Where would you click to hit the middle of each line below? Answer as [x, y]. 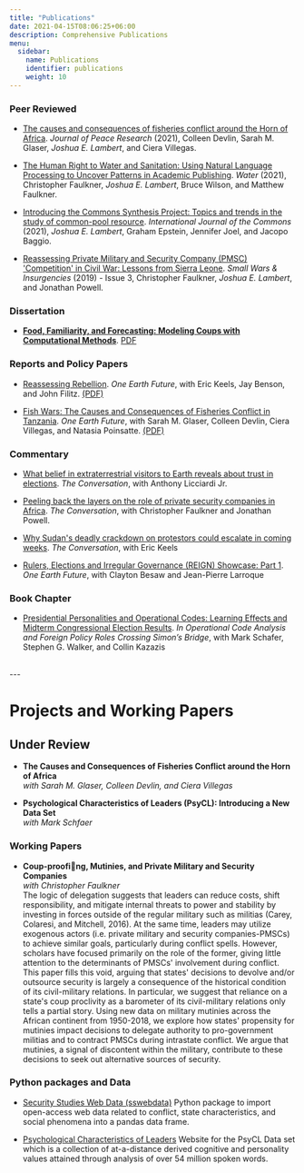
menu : [20, 43]
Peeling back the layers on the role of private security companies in [149, 501]
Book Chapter [40, 598]
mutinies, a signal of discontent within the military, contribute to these [152, 1049]
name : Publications [63, 60]
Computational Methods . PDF [79, 341]
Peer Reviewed [43, 108]
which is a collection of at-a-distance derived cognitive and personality [156, 1148]
